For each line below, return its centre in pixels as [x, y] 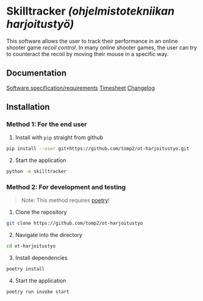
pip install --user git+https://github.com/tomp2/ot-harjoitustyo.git [98, 149]
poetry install [26, 269]
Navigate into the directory [49, 235]
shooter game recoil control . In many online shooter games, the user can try [101, 48]
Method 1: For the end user [47, 124]
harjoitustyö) [40, 24]
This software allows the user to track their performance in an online [92, 41]
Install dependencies [41, 258]
